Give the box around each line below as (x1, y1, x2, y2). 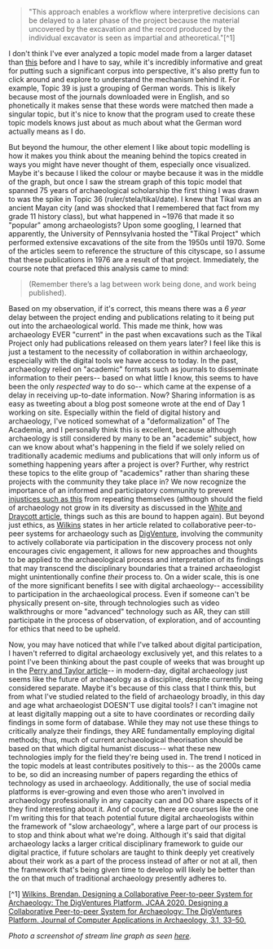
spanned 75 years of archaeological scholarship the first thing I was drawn (8, 186, 259, 195)
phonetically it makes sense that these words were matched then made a (8, 101, 254, 110)
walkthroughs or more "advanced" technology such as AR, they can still (8, 607, 250, 616)
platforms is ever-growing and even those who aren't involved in (8, 787, 225, 797)
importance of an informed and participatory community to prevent (8, 485, 234, 495)
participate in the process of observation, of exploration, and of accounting (8, 615, 261, 625)
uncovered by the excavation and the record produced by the (28, 24, 235, 33)
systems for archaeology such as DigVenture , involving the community (25, 529, 263, 538)
